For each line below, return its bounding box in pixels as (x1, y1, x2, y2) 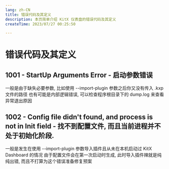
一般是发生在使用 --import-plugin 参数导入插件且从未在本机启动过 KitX (5, 146, 152, 152)
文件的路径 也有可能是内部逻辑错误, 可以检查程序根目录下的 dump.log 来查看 (5, 91, 164, 97)
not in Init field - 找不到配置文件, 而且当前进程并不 (5, 122, 161, 130)
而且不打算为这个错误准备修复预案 (21, 158, 92, 164)
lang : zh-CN (5, 7, 30, 13)
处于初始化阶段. (5, 131, 55, 140)
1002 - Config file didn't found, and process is (5, 112, 153, 121)
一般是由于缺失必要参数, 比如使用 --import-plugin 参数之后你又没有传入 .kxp (5, 85, 163, 91)
